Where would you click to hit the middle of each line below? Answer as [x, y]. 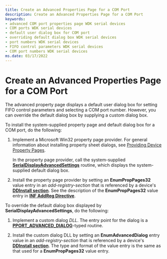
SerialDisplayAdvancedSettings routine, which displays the [74, 165]
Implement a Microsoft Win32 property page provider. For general [80, 140]
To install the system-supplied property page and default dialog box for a [80, 125]
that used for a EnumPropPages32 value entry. [61, 251]
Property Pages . [29, 150]
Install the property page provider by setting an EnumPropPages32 [82, 180]
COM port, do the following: [34, 130]
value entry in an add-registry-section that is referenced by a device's [84, 185]
